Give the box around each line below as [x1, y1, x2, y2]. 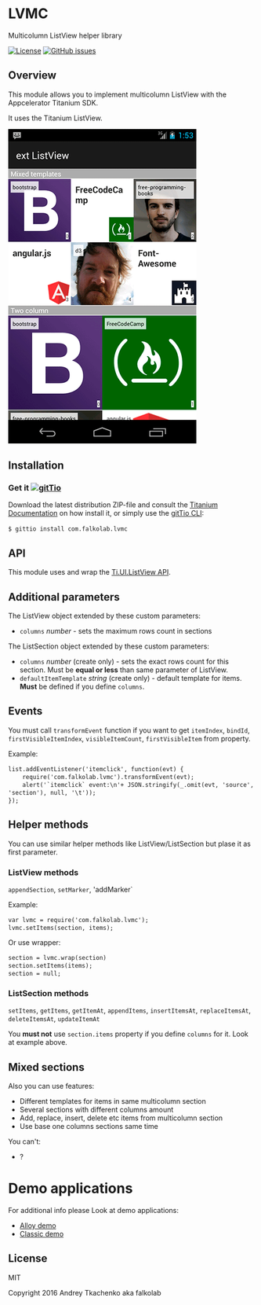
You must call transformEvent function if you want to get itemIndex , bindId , [8, 725, 250, 735]
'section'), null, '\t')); [8, 789, 96, 796]
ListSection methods [8, 987, 89, 998]
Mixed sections [8, 1061, 85, 1074]
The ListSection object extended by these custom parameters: [8, 641, 210, 651]
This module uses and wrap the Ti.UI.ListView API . [8, 568, 171, 577]
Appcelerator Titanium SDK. [8, 97, 99, 107]
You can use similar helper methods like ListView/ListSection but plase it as [8, 839, 251, 848]
